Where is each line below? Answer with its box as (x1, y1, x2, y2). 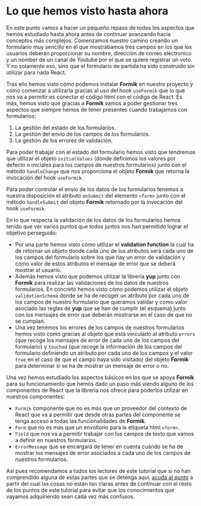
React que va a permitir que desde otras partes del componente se (14, 410, 181, 418)
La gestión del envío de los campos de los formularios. (14, 130, 151, 138)
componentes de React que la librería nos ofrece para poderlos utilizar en (6, 386, 188, 394)
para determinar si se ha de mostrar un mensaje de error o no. (14, 362, 169, 369)
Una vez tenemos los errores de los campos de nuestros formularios (14, 323, 185, 331)
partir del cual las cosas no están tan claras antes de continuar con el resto (6, 480, 192, 487)
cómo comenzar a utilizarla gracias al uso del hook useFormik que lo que (6, 87, 185, 94)
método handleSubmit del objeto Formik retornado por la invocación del (6, 198, 183, 206)
